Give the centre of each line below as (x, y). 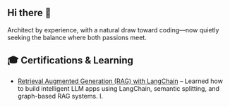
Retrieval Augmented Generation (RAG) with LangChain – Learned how (120, 81)
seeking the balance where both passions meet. (77, 37)
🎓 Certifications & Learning (71, 61)
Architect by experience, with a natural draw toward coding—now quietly (113, 30)
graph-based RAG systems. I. (60, 96)
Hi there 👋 (29, 13)
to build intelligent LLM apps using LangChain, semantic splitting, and (119, 88)
